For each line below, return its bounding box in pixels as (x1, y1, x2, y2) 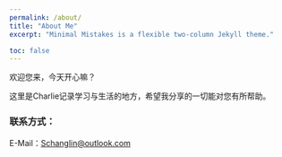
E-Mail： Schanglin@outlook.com (9, 137, 132, 148)
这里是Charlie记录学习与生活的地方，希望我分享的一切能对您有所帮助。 (9, 91, 271, 101)
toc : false (9, 46, 50, 55)
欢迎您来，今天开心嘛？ (9, 72, 96, 83)
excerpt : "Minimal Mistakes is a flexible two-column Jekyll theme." (9, 30, 275, 39)
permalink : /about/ (9, 13, 82, 22)
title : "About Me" (9, 22, 78, 31)
